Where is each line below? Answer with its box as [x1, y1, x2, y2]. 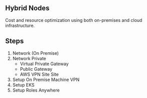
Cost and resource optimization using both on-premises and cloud [5, 17, 142, 23]
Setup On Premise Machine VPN [12, 77, 80, 83]
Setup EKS [12, 82, 35, 88]
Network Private [12, 55, 47, 61]
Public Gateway [20, 66, 53, 72]
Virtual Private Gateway [20, 61, 69, 67]
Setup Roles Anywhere [12, 87, 60, 93]
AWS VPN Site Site [20, 71, 59, 77]
